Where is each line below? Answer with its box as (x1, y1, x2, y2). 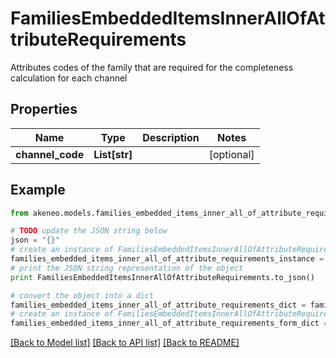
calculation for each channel (10, 72, 128, 84)
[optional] (208, 147, 255, 161)
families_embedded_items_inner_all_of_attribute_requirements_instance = (10, 254, 325, 264)
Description (142, 130, 200, 144)
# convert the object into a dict (10, 290, 155, 301)
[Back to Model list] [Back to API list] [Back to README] (10, 337, 240, 349)
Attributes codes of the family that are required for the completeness (10, 61, 294, 73)
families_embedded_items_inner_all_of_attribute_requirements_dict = (10, 300, 307, 310)
